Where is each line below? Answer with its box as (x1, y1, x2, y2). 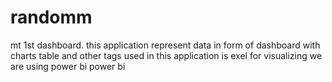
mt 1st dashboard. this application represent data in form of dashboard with (10, 39, 321, 51)
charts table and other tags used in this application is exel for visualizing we (10, 49, 323, 61)
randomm (10, 6, 93, 29)
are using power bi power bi (10, 60, 126, 72)
